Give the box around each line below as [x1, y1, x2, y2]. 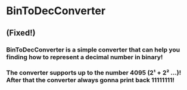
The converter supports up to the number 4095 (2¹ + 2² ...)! [6, 69, 182, 77]
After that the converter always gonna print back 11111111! [6, 76, 174, 84]
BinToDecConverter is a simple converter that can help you [6, 46, 180, 54]
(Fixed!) [6, 28, 36, 38]
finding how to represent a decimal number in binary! [6, 53, 163, 61]
